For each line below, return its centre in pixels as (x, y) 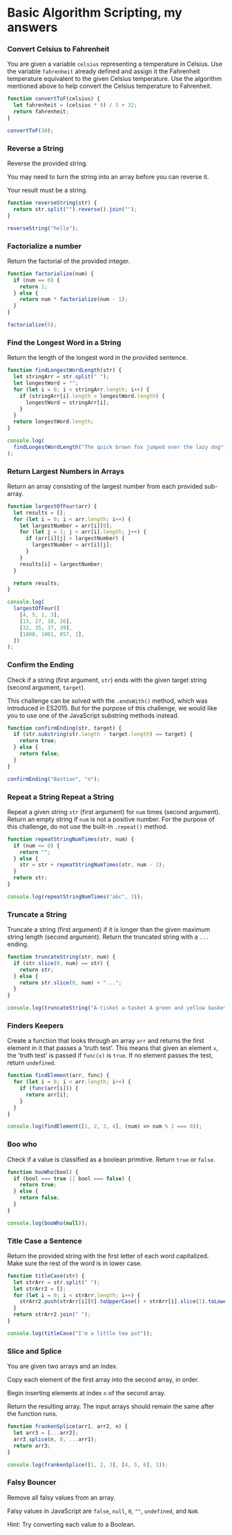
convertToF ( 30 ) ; (30, 130)
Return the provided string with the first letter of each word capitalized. (108, 1256)
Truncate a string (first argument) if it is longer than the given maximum (109, 930)
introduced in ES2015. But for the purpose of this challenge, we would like (112, 708)
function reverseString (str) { (52, 203)
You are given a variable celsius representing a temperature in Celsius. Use (115, 64)
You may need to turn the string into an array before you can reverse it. (108, 177)
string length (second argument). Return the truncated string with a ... (108, 937)
